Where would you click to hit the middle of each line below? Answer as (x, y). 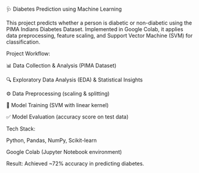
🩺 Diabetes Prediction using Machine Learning (64, 9)
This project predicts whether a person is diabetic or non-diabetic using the (99, 23)
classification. (23, 42)
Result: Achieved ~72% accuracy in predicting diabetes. (75, 163)
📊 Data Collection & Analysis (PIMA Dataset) (61, 66)
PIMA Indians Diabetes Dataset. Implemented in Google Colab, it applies (95, 29)
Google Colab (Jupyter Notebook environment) (64, 152)
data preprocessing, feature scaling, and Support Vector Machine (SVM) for (99, 36)
